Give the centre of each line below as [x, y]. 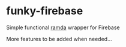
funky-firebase [45, 11]
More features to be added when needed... [59, 39]
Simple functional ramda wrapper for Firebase [63, 27]
